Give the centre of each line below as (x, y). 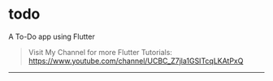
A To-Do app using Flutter (52, 36)
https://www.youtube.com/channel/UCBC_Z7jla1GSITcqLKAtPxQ (136, 61)
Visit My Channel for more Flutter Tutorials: (100, 52)
